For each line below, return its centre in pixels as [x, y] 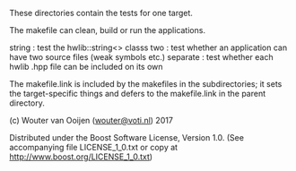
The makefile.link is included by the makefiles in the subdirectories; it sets [146, 84]
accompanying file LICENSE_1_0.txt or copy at [93, 147]
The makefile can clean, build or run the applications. [108, 30]
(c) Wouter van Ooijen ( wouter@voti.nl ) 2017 [91, 120]
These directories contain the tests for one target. [101, 13]
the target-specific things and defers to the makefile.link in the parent [138, 94]
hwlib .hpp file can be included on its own [86, 67]
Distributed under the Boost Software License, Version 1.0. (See [127, 137]
